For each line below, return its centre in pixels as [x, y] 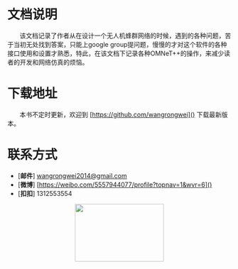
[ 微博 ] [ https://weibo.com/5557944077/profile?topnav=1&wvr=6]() [115, 185]
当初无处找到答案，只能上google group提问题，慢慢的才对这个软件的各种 [120, 44]
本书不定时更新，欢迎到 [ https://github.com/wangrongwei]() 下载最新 [121, 114]
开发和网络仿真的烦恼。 [54, 62]
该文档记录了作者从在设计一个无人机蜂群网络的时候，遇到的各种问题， [122, 35]
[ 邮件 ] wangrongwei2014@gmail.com [72, 175]
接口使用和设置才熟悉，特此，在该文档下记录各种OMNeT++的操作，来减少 [116, 53]
